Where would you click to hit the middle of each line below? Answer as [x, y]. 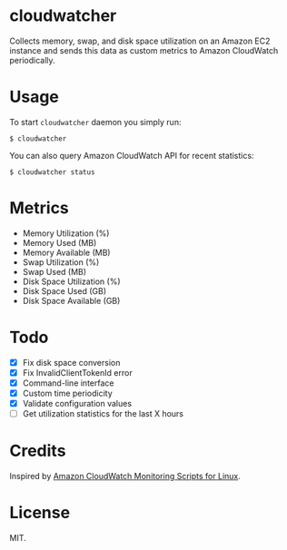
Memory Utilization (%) [66, 233]
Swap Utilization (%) [61, 262]
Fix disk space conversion [71, 362]
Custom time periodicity [68, 393]
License [40, 513]
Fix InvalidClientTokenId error [78, 372]
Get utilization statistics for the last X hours [103, 414]
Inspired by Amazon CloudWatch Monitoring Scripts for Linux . [125, 476]
